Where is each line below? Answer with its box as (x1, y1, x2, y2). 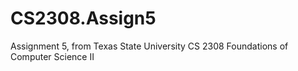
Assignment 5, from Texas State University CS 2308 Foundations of (10, 40, 289, 52)
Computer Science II (10, 50, 95, 62)
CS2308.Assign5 (10, 7, 157, 30)
